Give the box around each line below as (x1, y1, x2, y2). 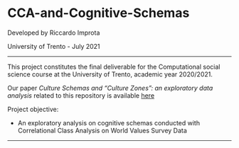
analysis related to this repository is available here (7, 91, 155, 100)
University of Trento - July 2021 (7, 42, 101, 50)
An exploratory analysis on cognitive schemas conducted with (17, 118, 201, 127)
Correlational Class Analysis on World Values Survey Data (17, 126, 187, 135)
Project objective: (7, 105, 59, 113)
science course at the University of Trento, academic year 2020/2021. (7, 69, 213, 79)
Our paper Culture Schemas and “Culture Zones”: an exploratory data (7, 84, 213, 92)
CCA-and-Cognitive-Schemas (7, 5, 190, 21)
